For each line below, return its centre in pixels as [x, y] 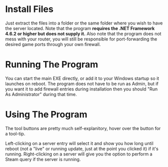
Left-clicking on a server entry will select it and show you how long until [79, 143]
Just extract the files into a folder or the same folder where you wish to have [84, 23]
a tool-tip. [15, 133]
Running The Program [52, 65]
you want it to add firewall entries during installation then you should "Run [81, 89]
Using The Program [46, 115]
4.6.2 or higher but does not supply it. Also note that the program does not [83, 33]
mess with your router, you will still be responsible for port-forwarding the [81, 39]
